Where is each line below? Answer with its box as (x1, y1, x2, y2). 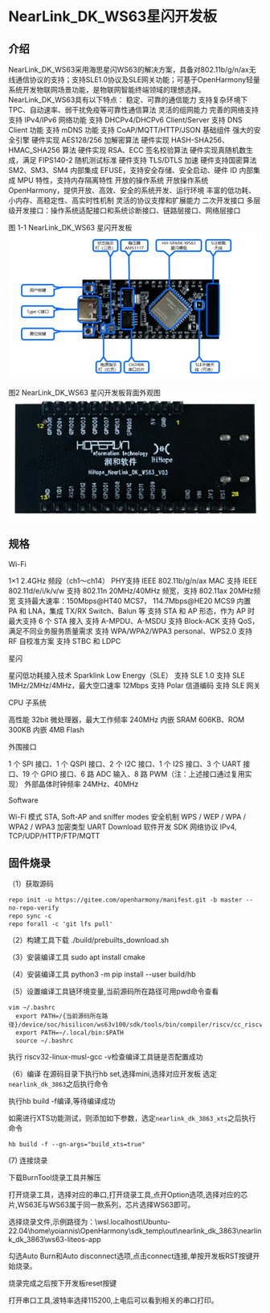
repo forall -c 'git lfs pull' (8, 920, 113, 928)
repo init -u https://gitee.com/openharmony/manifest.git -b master (8, 896, 243, 904)
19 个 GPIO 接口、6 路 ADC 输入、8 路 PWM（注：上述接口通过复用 (22, 769, 245, 778)
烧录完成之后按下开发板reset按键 (8, 1278, 117, 1288)
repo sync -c (8, 912, 52, 920)
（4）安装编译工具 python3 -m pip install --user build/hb (8, 969, 196, 979)
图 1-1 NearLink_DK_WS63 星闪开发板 (8, 223, 133, 232)
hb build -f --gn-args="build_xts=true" (8, 1141, 146, 1149)
